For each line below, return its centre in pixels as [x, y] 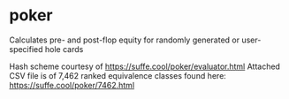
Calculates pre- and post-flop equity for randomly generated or [125, 40]
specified [26, 49]
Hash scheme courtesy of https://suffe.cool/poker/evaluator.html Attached [145, 66]
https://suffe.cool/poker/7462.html [72, 85]
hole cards [64, 49]
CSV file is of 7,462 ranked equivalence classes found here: [118, 75]
